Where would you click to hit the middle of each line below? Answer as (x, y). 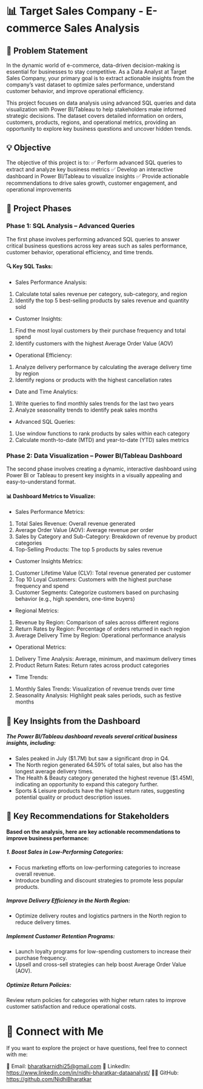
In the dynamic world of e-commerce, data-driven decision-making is (93, 65)
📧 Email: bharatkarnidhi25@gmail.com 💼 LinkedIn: (68, 1067)
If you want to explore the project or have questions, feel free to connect (97, 1048)
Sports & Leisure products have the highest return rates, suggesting (100, 790)
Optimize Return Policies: (39, 985)
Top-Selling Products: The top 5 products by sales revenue (88, 550)
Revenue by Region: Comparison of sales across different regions (97, 623)
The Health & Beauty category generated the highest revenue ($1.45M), (105, 778)
